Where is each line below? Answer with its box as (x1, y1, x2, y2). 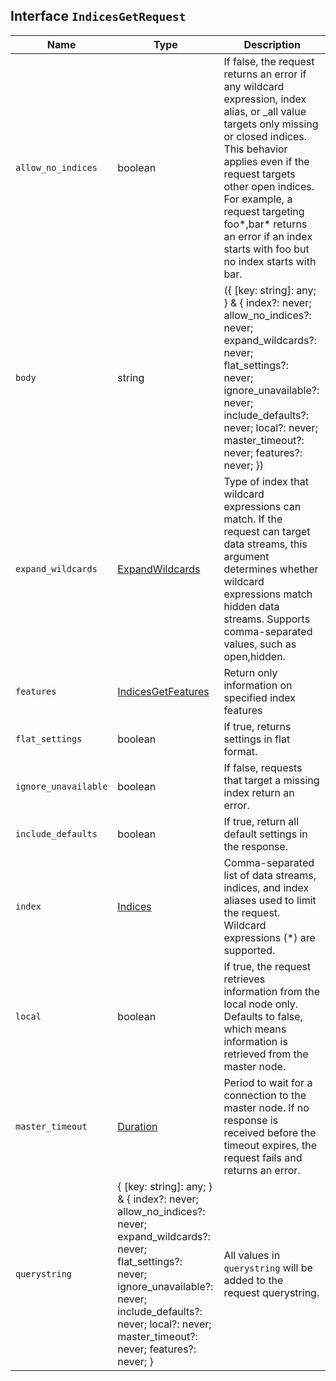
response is (223, 1113, 279, 1127)
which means (223, 1022, 287, 1036)
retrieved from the (223, 1047, 309, 1061)
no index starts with (223, 254, 317, 268)
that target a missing (223, 773, 320, 787)
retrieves (223, 972, 266, 986)
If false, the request (223, 54, 315, 68)
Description (243, 37, 301, 51)
